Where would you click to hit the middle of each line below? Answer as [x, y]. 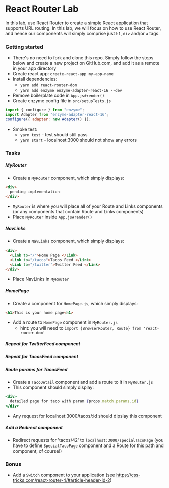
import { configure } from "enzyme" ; [45, 110]
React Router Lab [42, 9]
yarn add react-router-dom [48, 85]
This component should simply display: [53, 387]
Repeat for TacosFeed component [42, 356]
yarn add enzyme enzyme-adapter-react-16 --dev [71, 91]
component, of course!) [37, 451]
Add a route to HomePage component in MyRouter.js [65, 322]
